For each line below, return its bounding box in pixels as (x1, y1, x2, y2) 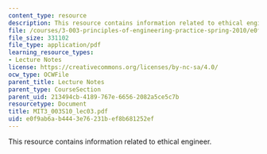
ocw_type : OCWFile (8, 71, 69, 79)
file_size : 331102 (8, 33, 69, 42)
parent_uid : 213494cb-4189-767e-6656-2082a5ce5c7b (8, 93, 180, 101)
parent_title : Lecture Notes (8, 78, 105, 86)
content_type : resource (8, 11, 87, 20)
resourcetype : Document (8, 100, 87, 108)
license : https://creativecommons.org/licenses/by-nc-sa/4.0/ (8, 64, 219, 71)
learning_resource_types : (8, 48, 94, 56)
